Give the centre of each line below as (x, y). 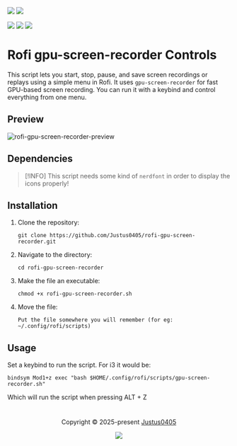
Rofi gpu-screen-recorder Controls (112, 55)
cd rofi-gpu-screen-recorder (60, 268)
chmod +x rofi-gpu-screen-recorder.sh (75, 294)
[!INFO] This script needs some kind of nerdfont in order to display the (127, 176)
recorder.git (37, 242)
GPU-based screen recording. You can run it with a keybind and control (111, 89)
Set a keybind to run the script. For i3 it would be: (79, 365)
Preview (26, 119)
